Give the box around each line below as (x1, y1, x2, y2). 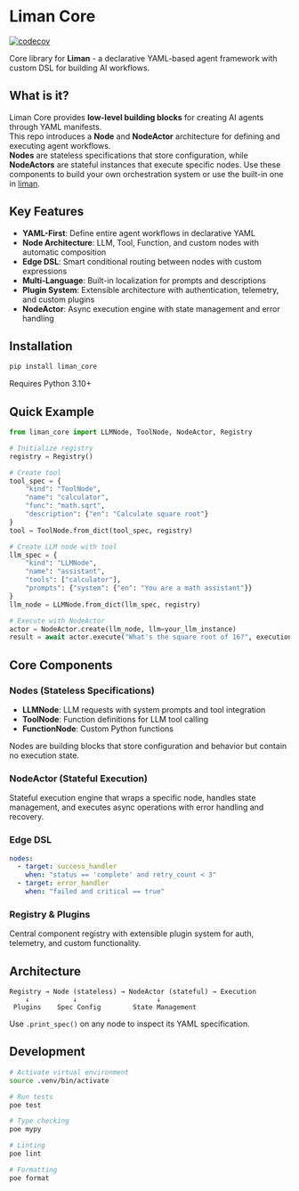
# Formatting (9, 1165, 58, 1174)
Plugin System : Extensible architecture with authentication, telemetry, (21, 284, 279, 295)
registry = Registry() (9, 452, 93, 461)
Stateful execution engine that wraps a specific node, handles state (9, 793, 256, 804)
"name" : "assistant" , (25, 567, 105, 576)
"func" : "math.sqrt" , (25, 502, 105, 510)
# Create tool (9, 468, 62, 477)
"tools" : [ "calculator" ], (25, 575, 122, 584)
